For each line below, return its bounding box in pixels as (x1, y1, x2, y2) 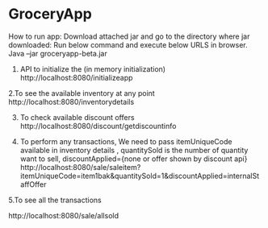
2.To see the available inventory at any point (8, 88, 155, 97)
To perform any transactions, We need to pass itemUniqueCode (19, 136, 232, 146)
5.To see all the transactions (8, 195, 103, 205)
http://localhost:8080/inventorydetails (8, 97, 135, 106)
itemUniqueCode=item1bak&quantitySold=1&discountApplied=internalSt (19, 171, 260, 180)
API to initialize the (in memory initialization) (19, 64, 166, 73)
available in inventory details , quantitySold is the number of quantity (19, 145, 249, 155)
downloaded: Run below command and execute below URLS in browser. (8, 39, 248, 49)
